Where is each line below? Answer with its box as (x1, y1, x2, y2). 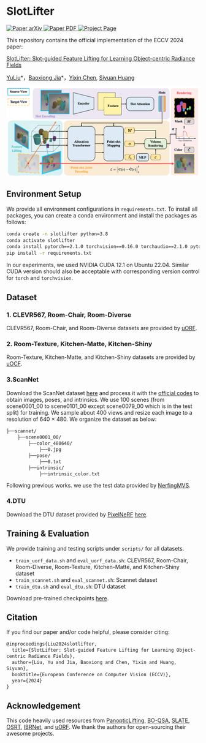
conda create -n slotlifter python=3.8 (6, 231, 109, 237)
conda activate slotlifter (6, 237, 75, 243)
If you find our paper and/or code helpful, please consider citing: (6, 628, 170, 636)
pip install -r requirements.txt (6, 250, 92, 257)
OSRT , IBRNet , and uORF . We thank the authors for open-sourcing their (6, 723, 186, 731)
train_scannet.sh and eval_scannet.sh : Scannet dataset (15, 576, 158, 583)
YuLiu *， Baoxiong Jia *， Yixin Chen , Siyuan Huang (6, 74, 135, 81)
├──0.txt (39, 458, 62, 465)
